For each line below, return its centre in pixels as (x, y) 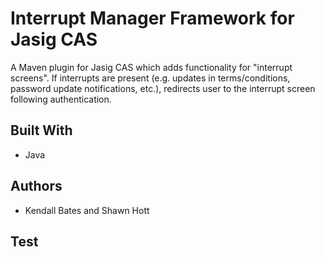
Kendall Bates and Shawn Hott (87, 210)
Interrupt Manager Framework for (152, 18)
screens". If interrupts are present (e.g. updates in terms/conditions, (150, 78)
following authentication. (61, 99)
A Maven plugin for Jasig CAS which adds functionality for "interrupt (151, 67)
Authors (36, 186)
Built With (41, 130)
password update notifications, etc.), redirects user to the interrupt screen (163, 88)
